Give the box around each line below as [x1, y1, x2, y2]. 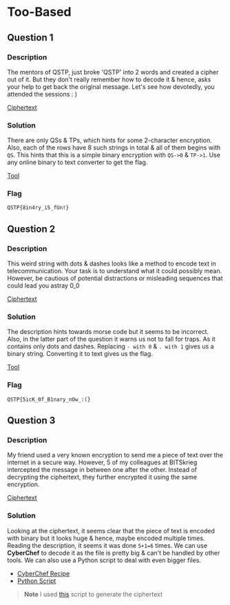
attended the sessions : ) [7, 90, 78, 98]
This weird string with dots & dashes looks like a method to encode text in [7, 259, 216, 268]
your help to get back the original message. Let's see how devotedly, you [7, 82, 215, 90]
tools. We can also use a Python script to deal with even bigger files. [7, 556, 202, 564]
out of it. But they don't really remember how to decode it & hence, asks [7, 75, 211, 83]
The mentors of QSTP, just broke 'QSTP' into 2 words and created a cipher [7, 68, 219, 76]
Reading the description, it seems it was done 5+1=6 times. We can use [7, 541, 208, 549]
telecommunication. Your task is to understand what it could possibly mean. [7, 267, 222, 275]
